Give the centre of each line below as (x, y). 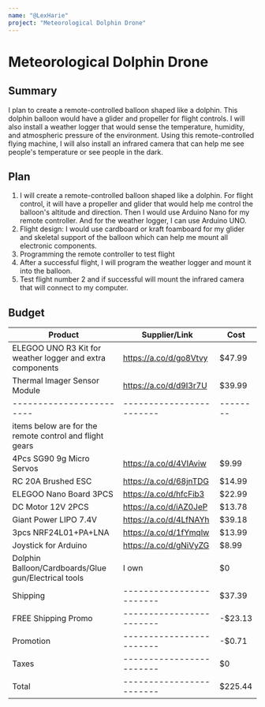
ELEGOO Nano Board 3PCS (63, 494)
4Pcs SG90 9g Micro (51, 458)
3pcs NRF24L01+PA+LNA (61, 533)
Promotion (32, 642)
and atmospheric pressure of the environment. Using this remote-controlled (131, 135)
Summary (33, 91)
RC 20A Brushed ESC (52, 481)
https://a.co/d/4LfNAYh (166, 520)
